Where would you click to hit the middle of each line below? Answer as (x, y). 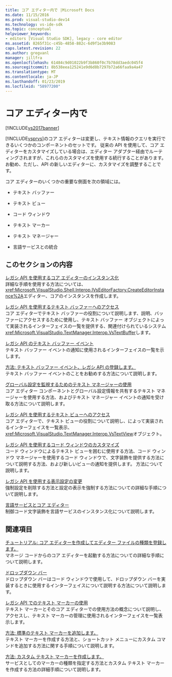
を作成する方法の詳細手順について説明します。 (55, 669)
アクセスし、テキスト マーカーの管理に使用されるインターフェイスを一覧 (82, 615)
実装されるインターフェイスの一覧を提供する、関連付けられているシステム (88, 326)
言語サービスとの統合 (35, 247)
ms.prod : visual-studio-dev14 (38, 19)
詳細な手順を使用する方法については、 (46, 284)
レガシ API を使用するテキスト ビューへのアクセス (58, 415)
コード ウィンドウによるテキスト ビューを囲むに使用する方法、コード (78, 451)
